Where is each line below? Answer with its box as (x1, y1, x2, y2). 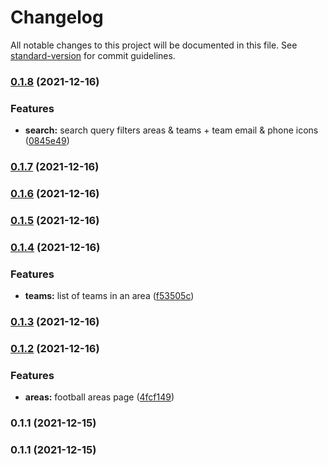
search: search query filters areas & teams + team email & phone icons (24, 124, 319, 136)
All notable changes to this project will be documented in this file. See (10, 39, 298, 51)
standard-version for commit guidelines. (10, 49, 176, 61)
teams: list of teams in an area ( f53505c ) (24, 290, 195, 302)
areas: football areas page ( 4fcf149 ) (24, 391, 175, 403)
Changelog (10, 6, 104, 29)
